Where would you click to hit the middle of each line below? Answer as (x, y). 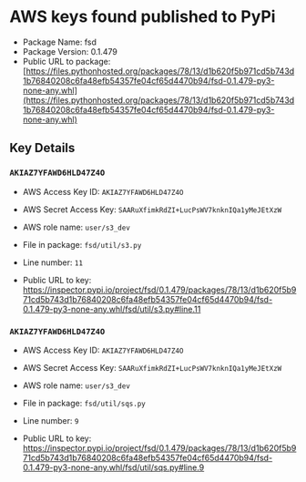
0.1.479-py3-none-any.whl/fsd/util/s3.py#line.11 (112, 309)
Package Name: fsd (60, 42)
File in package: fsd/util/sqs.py (84, 403)
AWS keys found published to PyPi (143, 17)
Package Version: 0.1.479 (70, 51)
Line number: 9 (51, 420)
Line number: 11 (53, 262)
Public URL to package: (66, 61)
